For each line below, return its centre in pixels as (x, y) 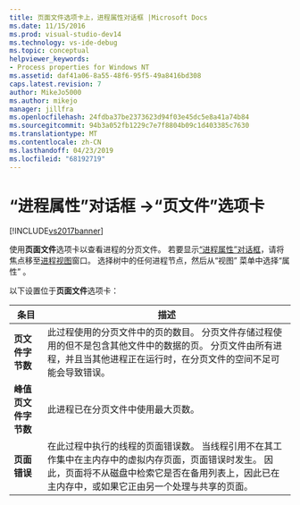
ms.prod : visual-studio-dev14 (66, 34)
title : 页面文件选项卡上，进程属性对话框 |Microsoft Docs (108, 17)
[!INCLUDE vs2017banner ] (57, 231)
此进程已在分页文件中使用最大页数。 (124, 409)
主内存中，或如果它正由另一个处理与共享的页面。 (150, 486)
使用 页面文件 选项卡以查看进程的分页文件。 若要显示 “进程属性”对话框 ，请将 (147, 249)
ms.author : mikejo (43, 101)
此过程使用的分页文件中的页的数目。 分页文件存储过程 (161, 332)
